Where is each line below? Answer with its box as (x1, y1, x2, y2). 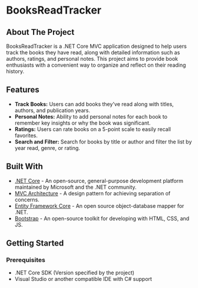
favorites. (14, 132, 38, 139)
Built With (6, 162, 43, 172)
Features (6, 85, 39, 95)
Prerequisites (6, 256, 45, 264)
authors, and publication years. (14, 107, 90, 114)
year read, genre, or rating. (14, 144, 81, 151)
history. (6, 68, 25, 74)
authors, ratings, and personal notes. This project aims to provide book (6, 55, 179, 62)
